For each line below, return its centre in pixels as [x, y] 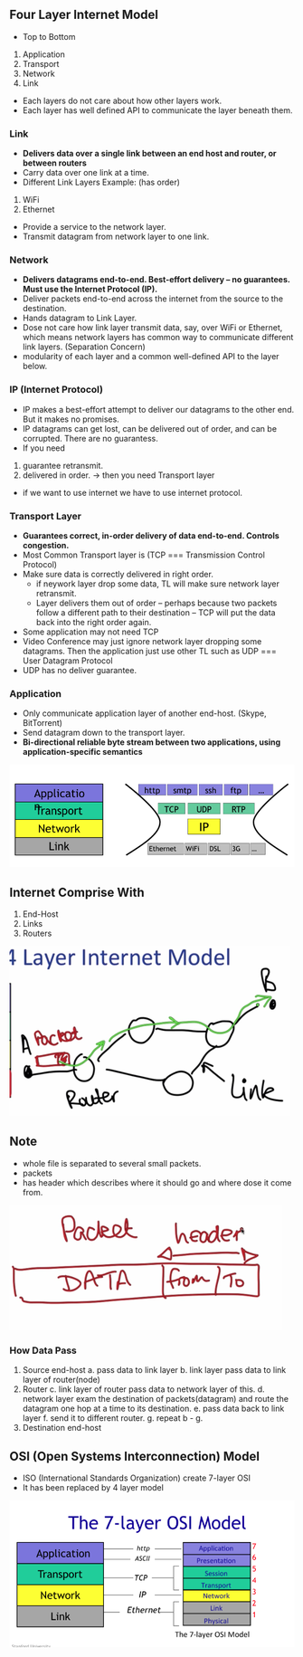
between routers [55, 163]
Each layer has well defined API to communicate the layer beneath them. [157, 110]
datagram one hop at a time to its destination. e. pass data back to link [153, 1409]
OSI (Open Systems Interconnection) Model [135, 1456]
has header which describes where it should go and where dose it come [157, 1182]
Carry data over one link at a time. [85, 173]
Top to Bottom [49, 36]
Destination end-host [62, 1428]
